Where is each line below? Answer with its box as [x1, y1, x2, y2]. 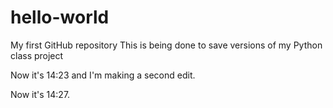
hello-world [10, 6, 110, 29]
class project [10, 49, 64, 61]
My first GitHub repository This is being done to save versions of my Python [10, 39, 323, 51]
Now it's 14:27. [10, 88, 71, 100]
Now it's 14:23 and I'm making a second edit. [10, 69, 196, 81]
